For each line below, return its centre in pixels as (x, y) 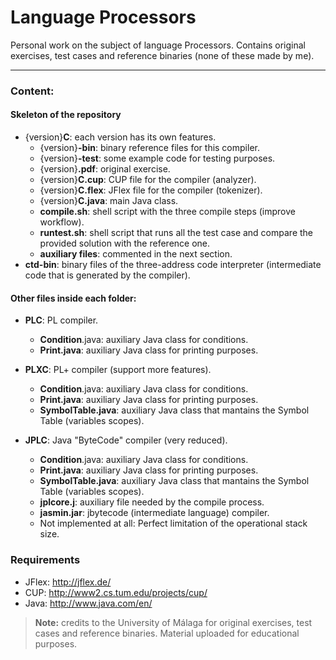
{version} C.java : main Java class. (109, 201)
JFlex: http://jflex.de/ (68, 582)
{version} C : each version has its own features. (120, 137)
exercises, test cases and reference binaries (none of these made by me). (162, 55)
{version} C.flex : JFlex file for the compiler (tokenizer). (151, 190)
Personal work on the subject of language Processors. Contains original (158, 45)
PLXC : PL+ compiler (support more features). (118, 370)
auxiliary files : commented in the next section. (136, 254)
